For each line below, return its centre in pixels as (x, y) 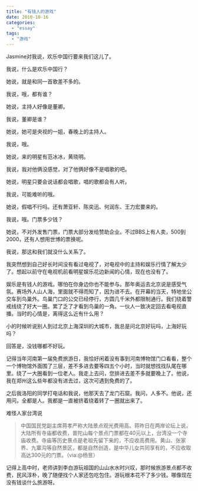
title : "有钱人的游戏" (31, 11)
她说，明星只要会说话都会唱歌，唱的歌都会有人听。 (68, 182)
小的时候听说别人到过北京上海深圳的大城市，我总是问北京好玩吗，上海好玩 (96, 326)
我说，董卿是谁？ (27, 119)
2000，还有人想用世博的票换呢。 (46, 239)
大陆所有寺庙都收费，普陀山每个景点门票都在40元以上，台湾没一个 (101, 433)
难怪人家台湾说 (24, 413)
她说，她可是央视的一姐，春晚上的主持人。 (58, 131)
